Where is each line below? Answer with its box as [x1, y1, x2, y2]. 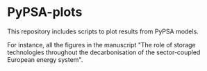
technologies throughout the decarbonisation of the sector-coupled [7, 48, 201, 56]
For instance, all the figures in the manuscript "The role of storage [7, 40, 196, 49]
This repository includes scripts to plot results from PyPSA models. [7, 27, 199, 35]
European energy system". [7, 55, 83, 63]
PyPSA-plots [7, 4, 83, 20]
